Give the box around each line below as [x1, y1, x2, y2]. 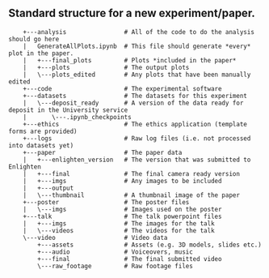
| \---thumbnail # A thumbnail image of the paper [23, 190, 241, 199]
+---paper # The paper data [23, 148, 183, 156]
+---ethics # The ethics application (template [23, 120, 248, 128]
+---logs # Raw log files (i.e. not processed [23, 134, 251, 143]
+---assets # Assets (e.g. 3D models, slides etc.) [37, 241, 263, 249]
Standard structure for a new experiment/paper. [8, 6, 256, 20]
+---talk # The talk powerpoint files [23, 212, 222, 220]
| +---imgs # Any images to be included [23, 177, 222, 185]
